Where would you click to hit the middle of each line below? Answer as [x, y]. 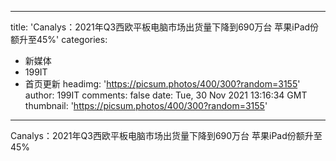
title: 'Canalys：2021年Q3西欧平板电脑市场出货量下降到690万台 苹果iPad [160, 27]
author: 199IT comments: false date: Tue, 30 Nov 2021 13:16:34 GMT [166, 95]
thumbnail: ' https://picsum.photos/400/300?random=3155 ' [146, 105]
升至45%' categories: [63, 39]
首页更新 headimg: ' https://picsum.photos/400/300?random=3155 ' [162, 84]
